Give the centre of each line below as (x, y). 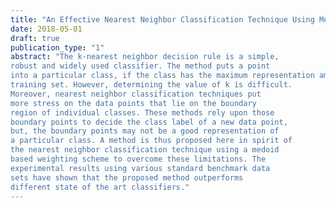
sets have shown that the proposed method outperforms (127, 177)
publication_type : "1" (57, 47)
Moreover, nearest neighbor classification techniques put (136, 94)
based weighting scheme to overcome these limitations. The (138, 159)
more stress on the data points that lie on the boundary (133, 103)
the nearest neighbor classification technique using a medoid (145, 150)
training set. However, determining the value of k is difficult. (151, 85)
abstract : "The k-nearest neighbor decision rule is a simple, (145, 57)
